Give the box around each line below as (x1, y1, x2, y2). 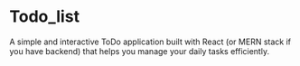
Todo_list (9, 6, 80, 27)
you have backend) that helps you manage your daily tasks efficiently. (9, 45, 269, 56)
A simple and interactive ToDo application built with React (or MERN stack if (9, 36, 292, 47)
